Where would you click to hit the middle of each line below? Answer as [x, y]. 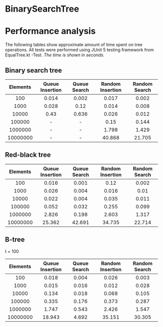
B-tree [15, 240]
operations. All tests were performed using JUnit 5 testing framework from [80, 50]
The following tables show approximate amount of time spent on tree [74, 45]
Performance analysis [50, 31]
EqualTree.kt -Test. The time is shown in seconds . [55, 55]
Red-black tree [28, 155]
